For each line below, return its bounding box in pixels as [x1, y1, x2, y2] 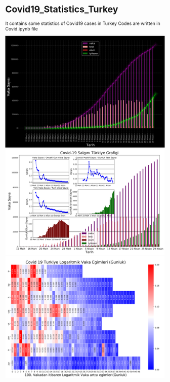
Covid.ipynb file [5, 25, 38, 31]
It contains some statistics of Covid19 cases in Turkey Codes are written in [5, 20, 160, 26]
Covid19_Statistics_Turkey [5, 4, 118, 15]
